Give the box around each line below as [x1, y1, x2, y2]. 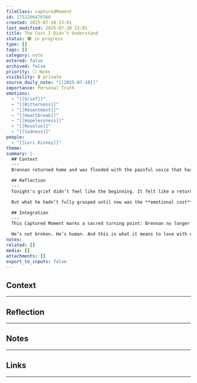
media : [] [6, 247, 30, 253]
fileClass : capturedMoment [6, 8, 72, 15]
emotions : [6, 90, 30, 96]
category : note [6, 52, 43, 58]
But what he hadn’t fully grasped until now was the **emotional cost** [11, 199, 193, 205]
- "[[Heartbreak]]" [11, 112, 59, 118]
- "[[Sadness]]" [11, 129, 51, 135]
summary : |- [6, 150, 35, 156]
